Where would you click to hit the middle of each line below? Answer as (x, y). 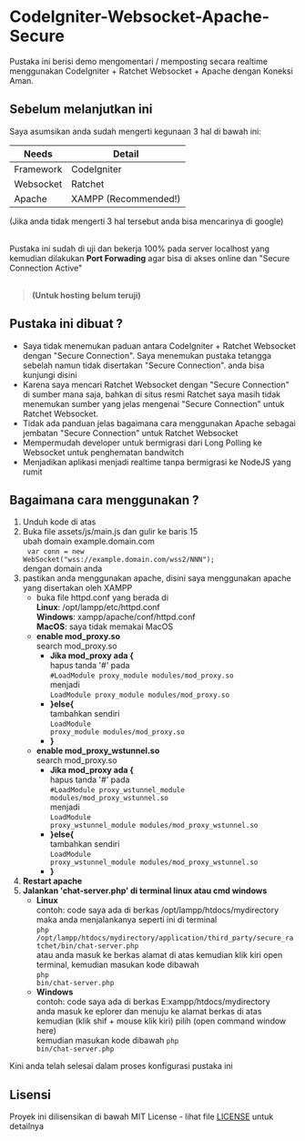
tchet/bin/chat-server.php (87, 946)
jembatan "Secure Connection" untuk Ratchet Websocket (130, 433)
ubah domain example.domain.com (88, 541)
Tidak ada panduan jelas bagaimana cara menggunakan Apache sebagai (159, 423)
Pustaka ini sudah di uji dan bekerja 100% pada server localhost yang (140, 249)
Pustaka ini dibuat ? (66, 324)
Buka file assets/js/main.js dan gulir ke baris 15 (110, 532)
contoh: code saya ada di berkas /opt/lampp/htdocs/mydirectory (158, 910)
